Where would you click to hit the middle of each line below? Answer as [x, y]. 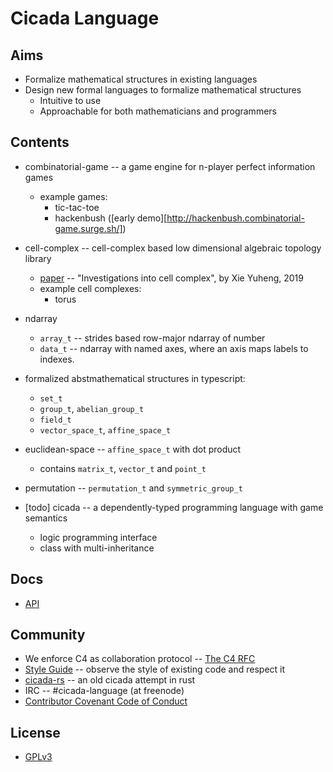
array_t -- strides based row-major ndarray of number [152, 338]
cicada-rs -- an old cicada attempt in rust [110, 680]
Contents [40, 142]
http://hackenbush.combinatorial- [235, 218]
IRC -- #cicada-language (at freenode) [104, 691]
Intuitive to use [70, 100]
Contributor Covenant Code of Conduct [106, 701]
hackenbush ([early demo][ [111, 218]
